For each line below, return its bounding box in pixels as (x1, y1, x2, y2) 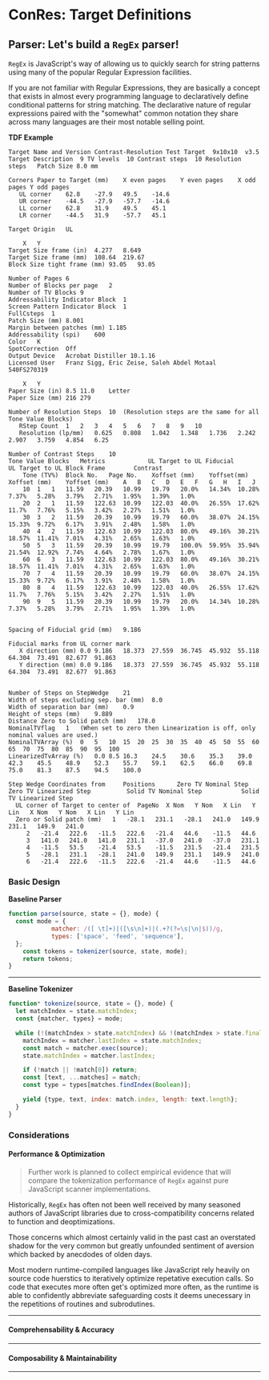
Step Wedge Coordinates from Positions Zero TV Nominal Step (8, 780, 249, 788)
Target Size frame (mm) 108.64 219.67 (8, 254, 146, 262)
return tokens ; (22, 955, 74, 963)
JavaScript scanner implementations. (27, 1184, 151, 1194)
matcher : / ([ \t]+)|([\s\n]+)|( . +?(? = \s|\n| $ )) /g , (50, 925, 224, 933)
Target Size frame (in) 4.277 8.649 (8, 246, 142, 254)
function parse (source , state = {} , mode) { (8, 910, 159, 918)
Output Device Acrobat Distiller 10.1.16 (8, 352, 156, 360)
